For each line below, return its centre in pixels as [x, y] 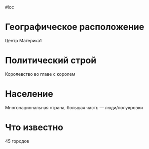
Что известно [34, 127]
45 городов [17, 141]
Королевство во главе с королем [40, 74]
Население [29, 94]
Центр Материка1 [23, 40]
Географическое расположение [75, 27]
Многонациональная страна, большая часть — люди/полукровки [74, 107]
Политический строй [51, 60]
